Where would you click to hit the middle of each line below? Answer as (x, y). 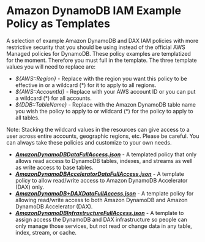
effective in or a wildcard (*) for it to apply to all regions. (86, 85)
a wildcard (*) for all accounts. (53, 98)
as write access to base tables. (54, 167)
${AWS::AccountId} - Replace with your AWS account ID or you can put (105, 91)
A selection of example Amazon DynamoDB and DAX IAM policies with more (102, 40)
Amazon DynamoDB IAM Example (94, 11)
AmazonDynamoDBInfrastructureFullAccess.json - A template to (99, 213)
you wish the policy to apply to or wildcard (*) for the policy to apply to (104, 111)
